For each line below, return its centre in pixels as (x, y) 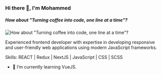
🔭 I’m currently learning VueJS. (44, 66)
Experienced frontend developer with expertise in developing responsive (80, 42)
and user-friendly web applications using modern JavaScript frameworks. (81, 47)
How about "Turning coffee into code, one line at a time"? (66, 20)
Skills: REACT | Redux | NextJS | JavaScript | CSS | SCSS (64, 57)
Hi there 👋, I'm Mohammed (38, 8)
